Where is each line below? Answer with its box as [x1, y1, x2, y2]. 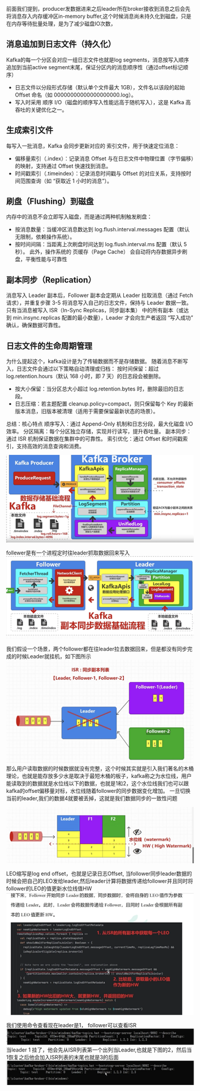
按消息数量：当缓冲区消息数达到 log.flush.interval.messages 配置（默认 [14, 226, 190, 233]
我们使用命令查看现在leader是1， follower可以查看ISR [6, 1021, 137, 1028]
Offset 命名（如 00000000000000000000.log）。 [14, 91, 137, 98]
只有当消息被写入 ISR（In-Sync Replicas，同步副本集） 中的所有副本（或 [6, 306, 184, 314]
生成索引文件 [6, 125, 54, 135]
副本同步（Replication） [6, 275, 96, 285]
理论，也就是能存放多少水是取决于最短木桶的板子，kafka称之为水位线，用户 [6, 773, 192, 780]
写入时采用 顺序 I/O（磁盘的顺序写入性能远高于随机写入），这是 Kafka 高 [14, 98, 192, 106]
